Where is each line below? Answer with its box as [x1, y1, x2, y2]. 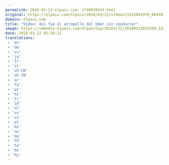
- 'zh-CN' [7, 68, 28, 73]
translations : [5, 36, 35, 41]
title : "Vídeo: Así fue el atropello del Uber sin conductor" [5, 21, 138, 27]
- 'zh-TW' [7, 73, 28, 78]
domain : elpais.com [5, 17, 46, 22]
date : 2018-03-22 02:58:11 [5, 31, 62, 36]
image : [5, 26, 19, 31]
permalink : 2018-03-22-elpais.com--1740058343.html [5, 7, 116, 13]
